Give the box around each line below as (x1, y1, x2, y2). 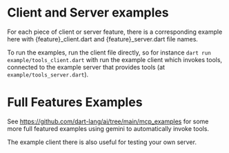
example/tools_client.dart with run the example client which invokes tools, (7, 55, 223, 63)
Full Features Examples (7, 94, 143, 110)
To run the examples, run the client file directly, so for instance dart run (7, 48, 212, 57)
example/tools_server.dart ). (7, 70, 89, 79)
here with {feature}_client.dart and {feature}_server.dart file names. (7, 34, 199, 43)
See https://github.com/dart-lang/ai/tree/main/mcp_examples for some (7, 117, 209, 125)
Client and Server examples (7, 5, 169, 21)
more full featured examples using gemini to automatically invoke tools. (7, 124, 209, 132)
